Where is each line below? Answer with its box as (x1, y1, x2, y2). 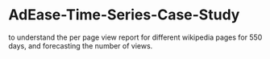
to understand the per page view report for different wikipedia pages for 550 (8, 32, 263, 42)
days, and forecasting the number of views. (8, 40, 153, 50)
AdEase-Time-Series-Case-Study (8, 6, 240, 24)
